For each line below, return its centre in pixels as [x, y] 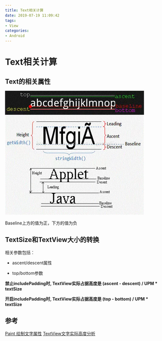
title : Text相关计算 [24, 10]
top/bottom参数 [27, 273]
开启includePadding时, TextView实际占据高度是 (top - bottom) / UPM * [77, 299]
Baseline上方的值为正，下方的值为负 [41, 223]
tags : [10, 20]
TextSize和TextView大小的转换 [52, 240]
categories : [17, 31]
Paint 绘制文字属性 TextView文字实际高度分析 [50, 333]
